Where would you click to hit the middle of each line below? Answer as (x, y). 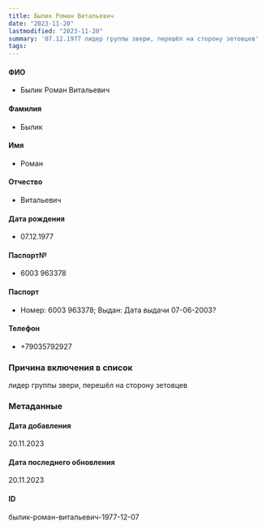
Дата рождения (36, 218)
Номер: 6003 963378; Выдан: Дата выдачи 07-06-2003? (118, 310)
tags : (17, 46)
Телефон (24, 329)
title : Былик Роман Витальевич (61, 16)
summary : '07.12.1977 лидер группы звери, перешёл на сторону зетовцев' (134, 39)
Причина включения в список (71, 368)
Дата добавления (40, 425)
